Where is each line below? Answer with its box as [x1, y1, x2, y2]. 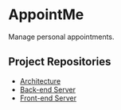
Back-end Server [19, 84, 76, 94]
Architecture [19, 76, 61, 85]
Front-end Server [19, 93, 77, 103]
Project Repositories [8, 55, 111, 69]
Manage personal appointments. [8, 32, 115, 41]
